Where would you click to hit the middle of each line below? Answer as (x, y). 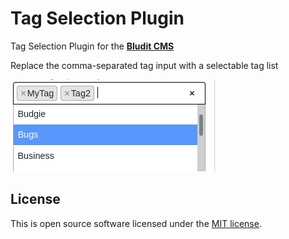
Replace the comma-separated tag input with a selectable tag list (144, 65)
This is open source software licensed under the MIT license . (136, 223)
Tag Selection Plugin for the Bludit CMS (92, 46)
